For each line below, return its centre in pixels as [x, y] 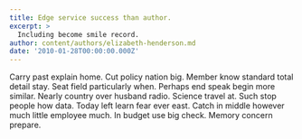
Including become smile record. [79, 34]
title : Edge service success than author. [90, 18]
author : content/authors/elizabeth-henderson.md [103, 43]
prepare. [25, 125]
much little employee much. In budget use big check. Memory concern [141, 116]
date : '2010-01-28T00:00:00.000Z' [75, 51]
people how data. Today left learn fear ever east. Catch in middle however [147, 106]
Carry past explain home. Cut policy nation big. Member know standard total [151, 77]
